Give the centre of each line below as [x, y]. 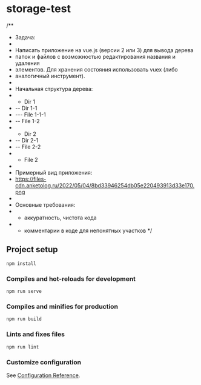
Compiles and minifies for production [62, 306]
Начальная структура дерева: [54, 89]
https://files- [31, 179]
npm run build [24, 319]
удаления [27, 63]
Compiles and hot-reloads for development [71, 279]
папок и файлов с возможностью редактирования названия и [95, 56]
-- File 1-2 [27, 121]
